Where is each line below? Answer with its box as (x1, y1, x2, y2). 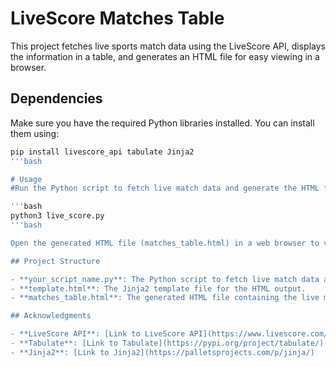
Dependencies (10, 90, 103, 107)
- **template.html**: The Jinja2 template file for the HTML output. (10, 283, 307, 294)
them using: (10, 127, 60, 139)
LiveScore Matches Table (10, 7, 225, 30)
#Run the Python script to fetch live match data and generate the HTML (10, 183, 320, 194)
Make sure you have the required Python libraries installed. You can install (10, 117, 315, 129)
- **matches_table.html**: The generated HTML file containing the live (10, 293, 320, 303)
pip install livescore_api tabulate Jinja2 (10, 147, 195, 157)
